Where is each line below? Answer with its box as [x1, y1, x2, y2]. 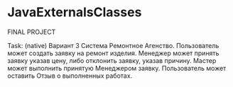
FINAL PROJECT [7, 28, 56, 36]
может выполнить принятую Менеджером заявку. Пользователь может [7, 64, 227, 72]
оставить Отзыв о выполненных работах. [7, 71, 133, 80]
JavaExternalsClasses [7, 4, 142, 21]
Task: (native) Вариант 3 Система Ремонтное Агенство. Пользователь [7, 41, 220, 50]
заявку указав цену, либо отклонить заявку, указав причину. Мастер [7, 56, 217, 64]
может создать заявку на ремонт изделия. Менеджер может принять [7, 49, 220, 57]
